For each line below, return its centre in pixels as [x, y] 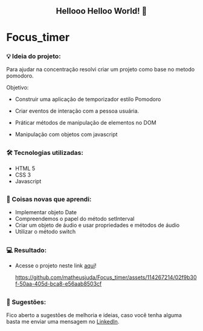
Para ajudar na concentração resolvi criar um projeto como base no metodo [101, 69]
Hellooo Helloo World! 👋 [101, 11]
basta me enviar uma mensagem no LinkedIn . [63, 321]
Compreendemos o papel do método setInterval [75, 219]
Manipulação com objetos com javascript [66, 134]
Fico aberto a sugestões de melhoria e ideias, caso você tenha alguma [94, 315]
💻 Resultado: [27, 250]
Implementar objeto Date [46, 212]
